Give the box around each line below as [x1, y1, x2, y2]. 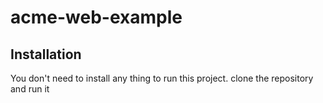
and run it [10, 83, 50, 95]
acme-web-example [10, 6, 183, 29]
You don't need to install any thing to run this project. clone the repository [10, 72, 314, 84]
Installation [10, 46, 82, 63]
